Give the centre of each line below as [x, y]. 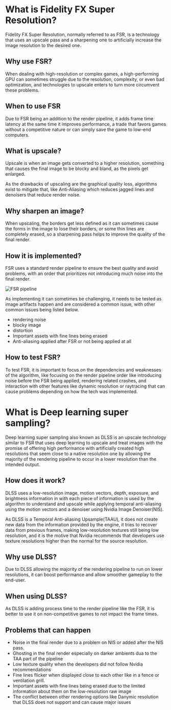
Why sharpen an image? [45, 211]
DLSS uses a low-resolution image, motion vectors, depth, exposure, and [82, 493]
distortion [23, 330]
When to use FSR [33, 106]
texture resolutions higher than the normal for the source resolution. [77, 541]
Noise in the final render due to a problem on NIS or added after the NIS [88, 642]
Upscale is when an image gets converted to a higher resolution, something [85, 163]
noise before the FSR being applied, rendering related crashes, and [76, 380]
